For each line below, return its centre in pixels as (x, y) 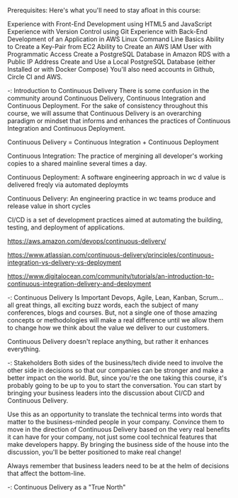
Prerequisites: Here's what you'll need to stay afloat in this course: (104, 10)
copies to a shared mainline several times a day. (77, 163)
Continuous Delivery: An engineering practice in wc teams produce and (112, 199)
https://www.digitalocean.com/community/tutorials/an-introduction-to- (111, 276)
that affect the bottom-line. (47, 473)
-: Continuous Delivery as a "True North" (67, 487)
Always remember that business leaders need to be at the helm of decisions (118, 466)
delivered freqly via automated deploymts (68, 185)
